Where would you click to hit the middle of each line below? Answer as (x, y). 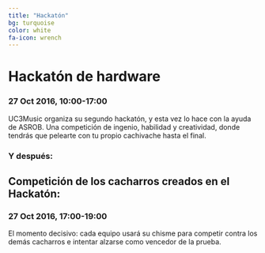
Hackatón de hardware (84, 77)
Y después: (30, 156)
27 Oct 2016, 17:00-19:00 (58, 216)
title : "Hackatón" (38, 15)
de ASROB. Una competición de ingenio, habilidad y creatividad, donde (124, 126)
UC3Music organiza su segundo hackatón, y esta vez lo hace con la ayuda (130, 119)
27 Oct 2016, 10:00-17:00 (58, 101)
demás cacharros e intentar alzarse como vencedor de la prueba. (115, 242)
